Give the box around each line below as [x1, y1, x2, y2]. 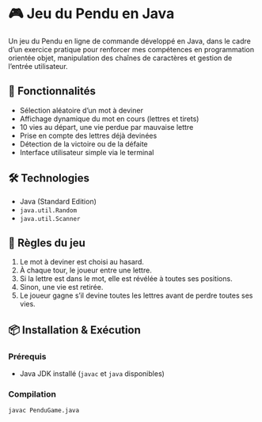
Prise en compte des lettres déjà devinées [19, 131, 158, 140]
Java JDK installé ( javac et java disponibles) [19, 369, 165, 378]
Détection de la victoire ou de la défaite [19, 139, 148, 149]
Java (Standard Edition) [19, 196, 97, 206]
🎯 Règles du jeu [8, 236, 85, 249]
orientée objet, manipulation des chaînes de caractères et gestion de [8, 53, 233, 63]
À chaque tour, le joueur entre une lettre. [19, 265, 152, 276]
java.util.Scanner [19, 215, 81, 222]
